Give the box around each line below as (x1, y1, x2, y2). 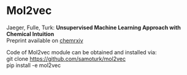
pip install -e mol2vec (6, 62, 61, 69)
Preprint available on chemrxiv (6, 37, 84, 44)
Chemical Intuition (6, 30, 55, 37)
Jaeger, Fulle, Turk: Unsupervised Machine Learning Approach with (6, 24, 181, 31)
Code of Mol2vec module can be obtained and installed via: (6, 48, 157, 55)
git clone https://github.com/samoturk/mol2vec (6, 55, 126, 62)
